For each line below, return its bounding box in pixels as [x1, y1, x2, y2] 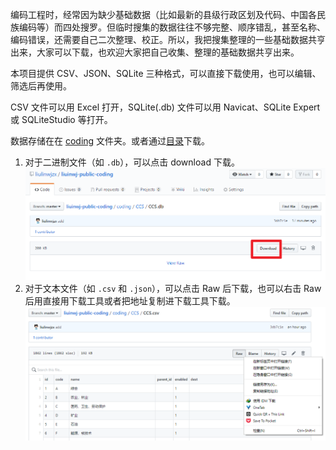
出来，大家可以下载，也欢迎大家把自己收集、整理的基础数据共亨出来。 [10, 46, 300, 58]
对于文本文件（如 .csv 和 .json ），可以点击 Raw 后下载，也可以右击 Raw [24, 283, 322, 295]
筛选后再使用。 [10, 80, 72, 92]
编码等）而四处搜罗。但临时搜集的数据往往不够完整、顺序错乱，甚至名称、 [18, 21, 326, 33]
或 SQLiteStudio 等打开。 [10, 114, 113, 125]
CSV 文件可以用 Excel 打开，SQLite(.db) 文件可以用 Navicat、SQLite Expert [10, 101, 321, 113]
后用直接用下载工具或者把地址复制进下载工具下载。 [24, 295, 236, 307]
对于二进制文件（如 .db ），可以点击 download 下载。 [24, 156, 240, 168]
